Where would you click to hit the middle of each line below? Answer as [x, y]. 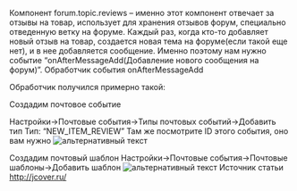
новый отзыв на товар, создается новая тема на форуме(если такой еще [148, 41]
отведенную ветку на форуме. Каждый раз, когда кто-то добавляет [139, 32]
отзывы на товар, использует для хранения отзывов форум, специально [148, 22]
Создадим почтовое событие [65, 104]
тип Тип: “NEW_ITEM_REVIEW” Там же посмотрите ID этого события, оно [149, 131]
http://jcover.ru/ [38, 177]
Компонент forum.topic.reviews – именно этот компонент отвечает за [142, 13]
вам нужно [30, 141]
